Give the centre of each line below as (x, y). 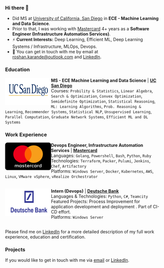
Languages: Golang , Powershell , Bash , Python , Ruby (101, 156)
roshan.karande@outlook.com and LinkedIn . (57, 57)
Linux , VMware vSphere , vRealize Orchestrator (51, 176)
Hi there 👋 (17, 8)
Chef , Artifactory (69, 166)
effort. (65, 212)
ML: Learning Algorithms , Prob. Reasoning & (96, 106)
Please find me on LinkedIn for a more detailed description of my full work (80, 231)
